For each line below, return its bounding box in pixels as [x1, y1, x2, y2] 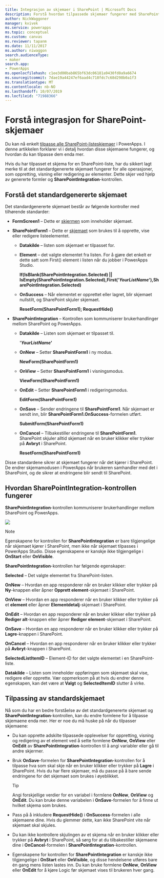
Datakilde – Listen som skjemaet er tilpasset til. [19, 330, 115, 336]
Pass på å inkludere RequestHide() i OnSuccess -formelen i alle [12, 812, 141, 817]
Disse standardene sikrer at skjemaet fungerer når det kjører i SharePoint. [5, 460, 153, 465]
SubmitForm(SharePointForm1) [19, 421, 84, 427]
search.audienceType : [5, 52, 49, 58]
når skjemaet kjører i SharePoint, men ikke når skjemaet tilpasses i [5, 543, 138, 549]
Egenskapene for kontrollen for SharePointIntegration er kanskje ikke [12, 851, 153, 857]
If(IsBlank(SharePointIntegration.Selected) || [19, 272, 113, 278]
